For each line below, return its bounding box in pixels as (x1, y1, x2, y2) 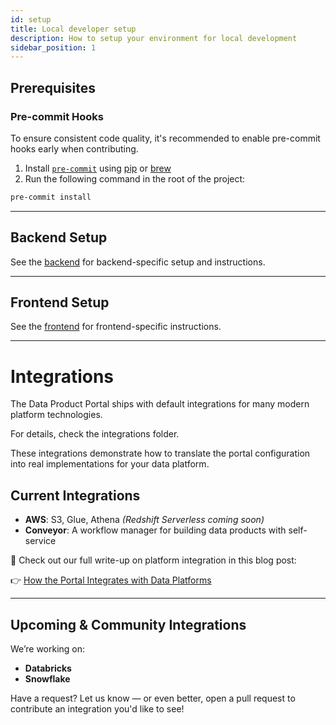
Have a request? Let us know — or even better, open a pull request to (10, 692, 296, 704)
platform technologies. (10, 409, 103, 421)
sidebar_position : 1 (10, 42, 97, 53)
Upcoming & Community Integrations (10, 616, 247, 633)
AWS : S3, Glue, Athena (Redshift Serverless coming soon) (24, 514, 265, 526)
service (24, 535, 57, 547)
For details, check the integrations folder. (10, 428, 180, 440)
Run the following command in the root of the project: (24, 172, 246, 185)
